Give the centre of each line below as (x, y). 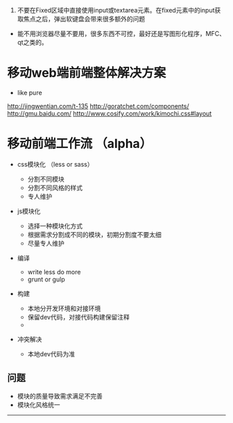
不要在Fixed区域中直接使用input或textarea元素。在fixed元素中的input (116, 10)
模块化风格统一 (38, 404)
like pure (30, 92)
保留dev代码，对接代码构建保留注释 (78, 317)
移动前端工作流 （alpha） (80, 144)
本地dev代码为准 (51, 354)
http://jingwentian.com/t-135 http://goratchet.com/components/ (98, 106)
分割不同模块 (46, 179)
